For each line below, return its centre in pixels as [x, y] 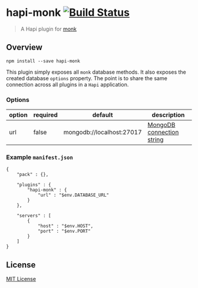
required [45, 115]
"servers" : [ [34, 216]
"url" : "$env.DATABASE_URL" [73, 195]
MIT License [21, 279]
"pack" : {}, [33, 175]
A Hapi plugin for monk [48, 29]
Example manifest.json [40, 157]
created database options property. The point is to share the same [87, 78]
